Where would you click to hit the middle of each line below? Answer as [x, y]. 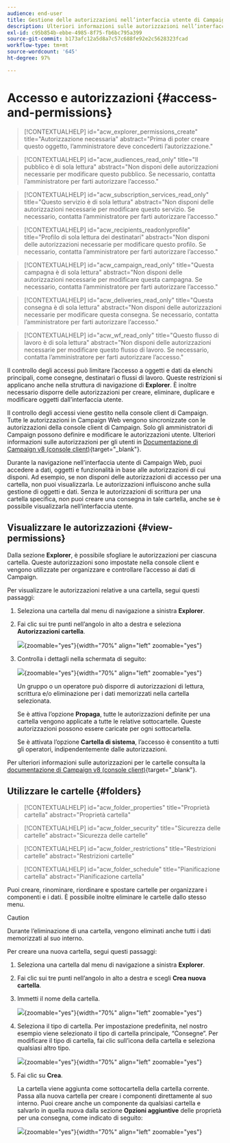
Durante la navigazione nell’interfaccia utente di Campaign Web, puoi [104, 462]
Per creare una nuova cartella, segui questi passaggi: [82, 952]
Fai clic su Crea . [40, 1075]
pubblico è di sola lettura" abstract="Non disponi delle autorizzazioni [121, 167]
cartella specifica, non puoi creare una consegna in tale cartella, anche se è [114, 498]
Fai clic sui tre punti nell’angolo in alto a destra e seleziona [99, 624]
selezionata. [34, 701]
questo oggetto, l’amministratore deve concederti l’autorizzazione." [118, 146]
